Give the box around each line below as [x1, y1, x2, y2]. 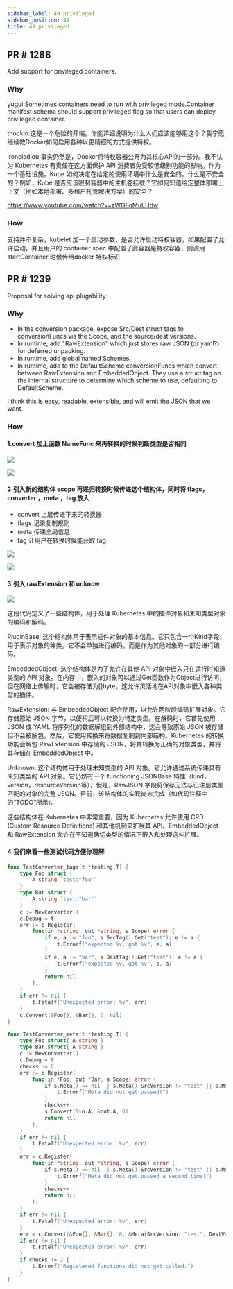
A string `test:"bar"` [32, 896, 98, 903]
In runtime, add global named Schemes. [17, 354, 132, 362]
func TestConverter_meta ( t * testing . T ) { [7, 1031, 129, 1038]
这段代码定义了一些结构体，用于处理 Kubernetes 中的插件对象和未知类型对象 [7, 609, 226, 617]
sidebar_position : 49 [7, 17, 70, 24]
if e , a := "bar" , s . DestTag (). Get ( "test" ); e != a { [44, 953, 203, 961]
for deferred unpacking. [17, 346, 86, 355]
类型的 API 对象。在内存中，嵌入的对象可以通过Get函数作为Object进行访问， [7, 674, 225, 682]
